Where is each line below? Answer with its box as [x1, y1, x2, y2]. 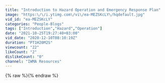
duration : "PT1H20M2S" [5, 40, 53, 45]
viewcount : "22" [5, 45, 39, 50]
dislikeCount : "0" [5, 54, 44, 59]
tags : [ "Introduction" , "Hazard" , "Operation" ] [5, 26, 102, 31]
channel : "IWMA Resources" [5, 59, 62, 64]
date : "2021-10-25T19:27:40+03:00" [5, 31, 80, 36]
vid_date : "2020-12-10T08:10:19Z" [5, 36, 78, 41]
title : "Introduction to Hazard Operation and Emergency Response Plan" [5, 7, 161, 13]
